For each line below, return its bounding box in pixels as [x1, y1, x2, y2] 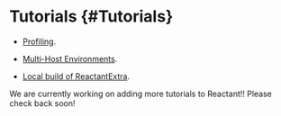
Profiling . [22, 36, 57, 47]
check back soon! [9, 97, 76, 109]
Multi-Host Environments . [22, 53, 118, 64]
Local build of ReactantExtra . [22, 70, 131, 82]
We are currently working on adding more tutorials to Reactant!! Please [9, 88, 273, 99]
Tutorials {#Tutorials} [9, 6, 174, 27]
